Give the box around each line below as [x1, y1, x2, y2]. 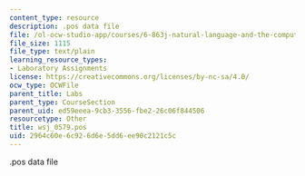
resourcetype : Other [9, 114, 88, 123]
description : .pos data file [9, 22, 120, 31]
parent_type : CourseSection [9, 97, 116, 107]
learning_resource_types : [9, 55, 107, 64]
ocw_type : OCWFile [9, 81, 79, 90]
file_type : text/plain [9, 47, 95, 56]
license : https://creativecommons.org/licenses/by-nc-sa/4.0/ [9, 73, 250, 82]
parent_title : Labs [9, 89, 84, 98]
